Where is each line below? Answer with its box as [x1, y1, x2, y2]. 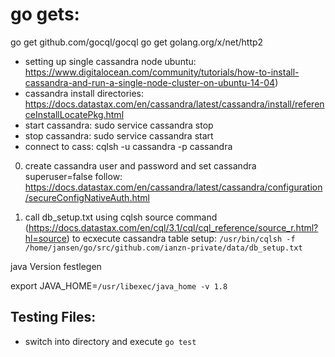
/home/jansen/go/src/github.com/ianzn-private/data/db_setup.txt [24, 243, 303, 253]
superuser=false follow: [24, 170, 123, 182]
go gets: [10, 3, 80, 26]
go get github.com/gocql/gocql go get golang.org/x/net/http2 [10, 36, 264, 48]
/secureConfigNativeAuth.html [24, 191, 150, 203]
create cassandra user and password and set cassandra [24, 159, 257, 172]
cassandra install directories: [24, 87, 145, 99]
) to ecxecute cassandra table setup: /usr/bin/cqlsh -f [66, 232, 296, 244]
